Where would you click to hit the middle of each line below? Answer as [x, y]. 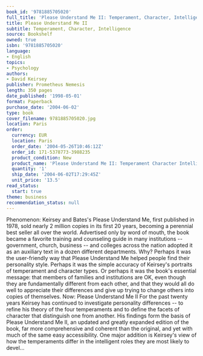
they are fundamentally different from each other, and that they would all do [100, 284]
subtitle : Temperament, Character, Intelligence [69, 29]
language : [19, 51]
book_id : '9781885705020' [39, 12]
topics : [16, 62]
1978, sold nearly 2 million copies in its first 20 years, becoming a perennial [100, 226]
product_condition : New [41, 157]
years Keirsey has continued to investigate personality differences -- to [95, 303]
